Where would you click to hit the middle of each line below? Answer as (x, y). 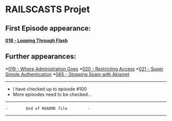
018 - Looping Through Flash (37, 40)
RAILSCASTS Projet (48, 9)
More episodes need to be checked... (52, 94)
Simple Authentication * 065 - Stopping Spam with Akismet (67, 74)
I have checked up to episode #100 (50, 89)
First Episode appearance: (48, 28)
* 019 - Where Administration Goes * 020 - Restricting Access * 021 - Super (84, 69)
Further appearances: (41, 56)
